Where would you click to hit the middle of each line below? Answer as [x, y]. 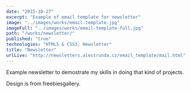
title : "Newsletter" [32, 50]
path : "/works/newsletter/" [41, 34]
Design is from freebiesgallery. [43, 84]
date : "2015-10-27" [30, 11]
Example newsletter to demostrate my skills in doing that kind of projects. [95, 72]
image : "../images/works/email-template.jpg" [63, 22]
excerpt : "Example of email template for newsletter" [74, 17]
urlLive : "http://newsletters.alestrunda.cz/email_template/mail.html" [96, 55]
